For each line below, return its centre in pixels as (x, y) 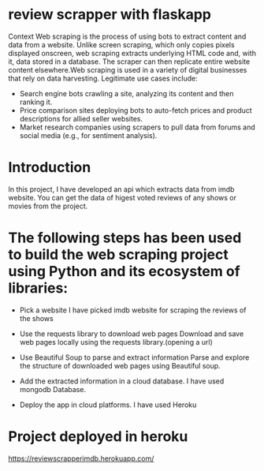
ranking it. (36, 102)
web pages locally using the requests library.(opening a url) (116, 342)
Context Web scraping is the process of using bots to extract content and (127, 36)
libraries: (38, 288)
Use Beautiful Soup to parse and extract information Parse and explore (134, 357)
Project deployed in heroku (98, 436)
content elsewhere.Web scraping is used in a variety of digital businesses (128, 69)
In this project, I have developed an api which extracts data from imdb (121, 189)
